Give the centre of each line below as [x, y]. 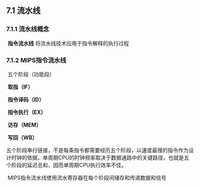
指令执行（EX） [27, 112]
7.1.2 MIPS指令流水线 [36, 60]
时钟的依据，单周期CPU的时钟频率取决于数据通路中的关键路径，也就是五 [100, 157]
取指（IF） [21, 87]
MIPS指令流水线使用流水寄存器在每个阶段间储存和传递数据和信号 [87, 177]
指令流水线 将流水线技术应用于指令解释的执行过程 [68, 43]
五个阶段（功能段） [31, 74]
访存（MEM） [24, 124]
